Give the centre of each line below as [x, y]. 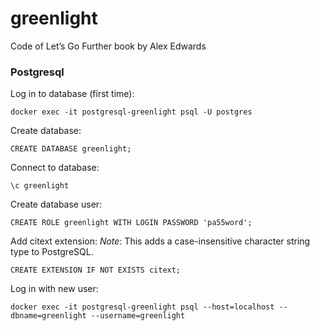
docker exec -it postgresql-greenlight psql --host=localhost [142, 307]
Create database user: [56, 204]
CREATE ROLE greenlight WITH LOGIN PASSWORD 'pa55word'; [131, 223]
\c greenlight [40, 186]
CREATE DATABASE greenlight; [71, 149]
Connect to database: [55, 168]
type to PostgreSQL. [52, 252]
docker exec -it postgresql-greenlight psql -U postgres [131, 112]
